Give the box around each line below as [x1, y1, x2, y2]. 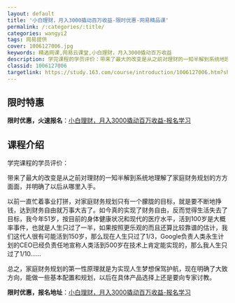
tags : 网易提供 [7, 36, 48, 43]
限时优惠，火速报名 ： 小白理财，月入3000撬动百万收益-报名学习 [7, 116, 191, 125]
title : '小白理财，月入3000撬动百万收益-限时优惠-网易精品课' [7, 17, 169, 24]
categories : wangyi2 [7, 29, 68, 37]
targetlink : [7, 69, 42, 76]
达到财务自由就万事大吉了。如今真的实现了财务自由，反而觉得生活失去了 [19, 206, 228, 214]
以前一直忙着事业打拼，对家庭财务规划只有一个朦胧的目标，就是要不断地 [7, 197, 215, 206]
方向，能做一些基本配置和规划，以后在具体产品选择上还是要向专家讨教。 [7, 274, 215, 282]
